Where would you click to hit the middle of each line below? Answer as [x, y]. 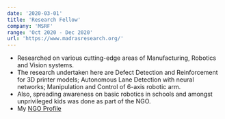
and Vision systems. [45, 65]
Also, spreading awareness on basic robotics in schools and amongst [115, 94]
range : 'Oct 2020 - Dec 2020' [50, 32]
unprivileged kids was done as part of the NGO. [84, 101]
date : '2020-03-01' [35, 13]
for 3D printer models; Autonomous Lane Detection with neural [105, 80]
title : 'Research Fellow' [44, 20]
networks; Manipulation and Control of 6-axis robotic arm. [99, 87]
